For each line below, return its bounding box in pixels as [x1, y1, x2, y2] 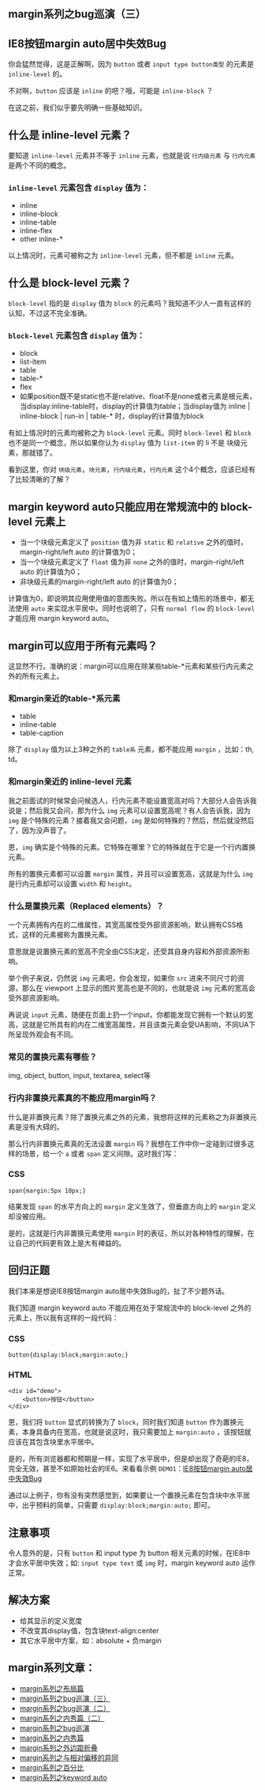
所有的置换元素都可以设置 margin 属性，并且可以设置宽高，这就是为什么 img [8, 869, 254, 878]
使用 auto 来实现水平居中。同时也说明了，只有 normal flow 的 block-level [14, 604, 255, 613]
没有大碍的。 [21, 1122, 64, 1131]
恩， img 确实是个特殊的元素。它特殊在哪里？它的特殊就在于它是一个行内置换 [8, 842, 256, 852]
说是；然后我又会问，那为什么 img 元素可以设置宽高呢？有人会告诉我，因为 [8, 805, 251, 815]
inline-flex [19, 226, 53, 236]
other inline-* [19, 234, 63, 244]
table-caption [19, 728, 65, 738]
